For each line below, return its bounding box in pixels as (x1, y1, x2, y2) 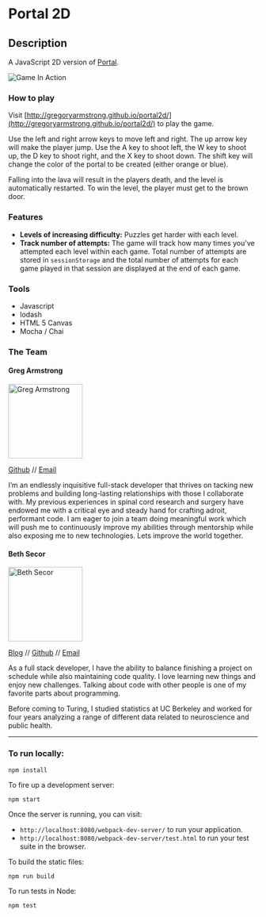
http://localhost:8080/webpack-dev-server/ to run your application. (19, 824, 243, 834)
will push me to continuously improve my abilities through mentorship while (8, 523, 254, 532)
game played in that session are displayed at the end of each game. (19, 263, 241, 273)
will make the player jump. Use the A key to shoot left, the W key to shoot (8, 143, 247, 152)
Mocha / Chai (19, 326, 64, 336)
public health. (8, 721, 53, 731)
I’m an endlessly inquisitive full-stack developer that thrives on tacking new (8, 481, 254, 490)
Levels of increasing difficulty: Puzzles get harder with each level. (19, 229, 239, 239)
